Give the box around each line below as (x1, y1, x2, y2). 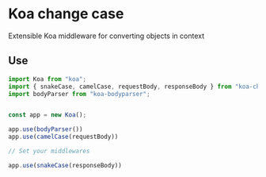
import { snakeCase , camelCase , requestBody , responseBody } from (8, 83, 232, 90)
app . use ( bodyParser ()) (8, 125, 83, 133)
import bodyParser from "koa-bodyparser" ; (8, 90, 150, 98)
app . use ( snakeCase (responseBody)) (8, 161, 123, 169)
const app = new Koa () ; (8, 111, 87, 119)
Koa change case (8, 5, 124, 23)
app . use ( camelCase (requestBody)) (8, 133, 119, 141)
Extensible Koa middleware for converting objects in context (8, 31, 204, 40)
